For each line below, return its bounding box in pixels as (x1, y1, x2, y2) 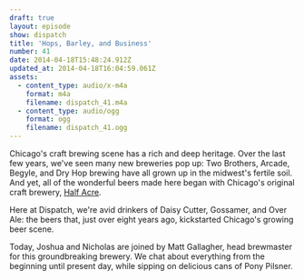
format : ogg (25, 115, 71, 124)
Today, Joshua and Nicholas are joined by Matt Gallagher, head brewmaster (9, 242, 293, 252)
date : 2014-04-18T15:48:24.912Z (9, 55, 132, 65)
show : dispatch (9, 30, 67, 39)
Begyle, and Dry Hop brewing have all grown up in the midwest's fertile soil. (9, 167, 293, 178)
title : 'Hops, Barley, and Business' (9, 38, 152, 48)
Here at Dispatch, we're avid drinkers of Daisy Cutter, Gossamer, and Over (9, 205, 288, 215)
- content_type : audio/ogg (17, 106, 120, 115)
